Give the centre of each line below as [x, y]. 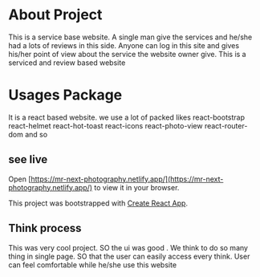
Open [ [20, 179]
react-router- [226, 125]
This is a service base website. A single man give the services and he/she [130, 37]
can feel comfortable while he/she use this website [93, 265]
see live [28, 159]
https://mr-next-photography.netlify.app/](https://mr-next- [127, 179]
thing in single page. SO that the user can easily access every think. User [129, 256]
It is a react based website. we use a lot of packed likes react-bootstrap [126, 117]
